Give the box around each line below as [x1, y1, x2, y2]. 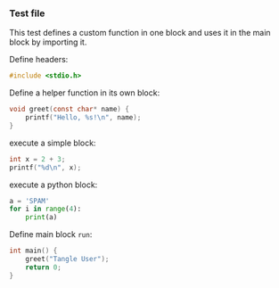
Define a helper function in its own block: [9, 87, 160, 98]
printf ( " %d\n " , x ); [9, 163, 82, 172]
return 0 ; [25, 262, 62, 272]
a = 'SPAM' [9, 196, 50, 205]
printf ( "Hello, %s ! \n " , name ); [25, 113, 142, 122]
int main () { [9, 246, 58, 256]
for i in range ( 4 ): [9, 204, 82, 214]
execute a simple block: [9, 137, 96, 148]
